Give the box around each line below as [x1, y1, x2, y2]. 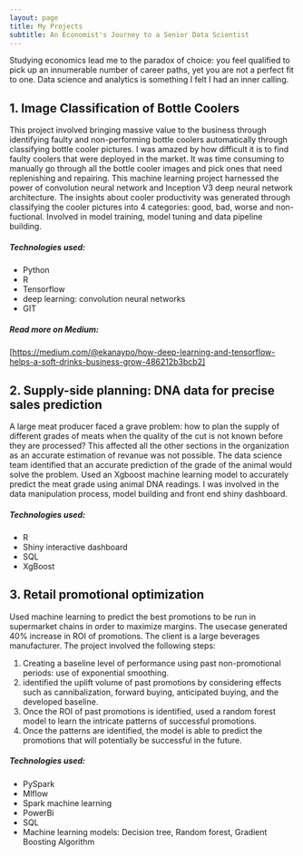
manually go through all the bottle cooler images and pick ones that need [9, 163, 283, 174]
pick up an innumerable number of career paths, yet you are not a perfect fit [9, 64, 295, 75]
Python [22, 265, 50, 276]
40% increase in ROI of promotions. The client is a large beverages [9, 630, 260, 641]
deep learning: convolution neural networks [22, 294, 186, 305]
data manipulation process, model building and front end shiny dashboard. [9, 488, 288, 499]
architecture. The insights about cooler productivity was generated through [9, 192, 291, 203]
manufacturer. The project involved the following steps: [9, 640, 216, 651]
